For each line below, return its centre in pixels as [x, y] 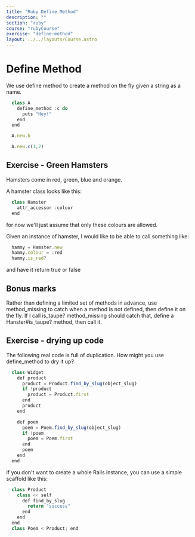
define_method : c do [42, 108]
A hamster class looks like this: [44, 191]
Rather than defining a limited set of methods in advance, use [82, 303]
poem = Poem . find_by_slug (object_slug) [71, 428]
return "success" [49, 506]
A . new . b [21, 136]
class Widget [28, 372]
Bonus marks [31, 288]
